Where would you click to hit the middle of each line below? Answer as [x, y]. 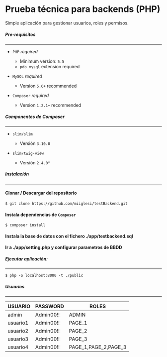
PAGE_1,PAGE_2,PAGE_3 [98, 347]
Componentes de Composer [35, 117]
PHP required [25, 51]
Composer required [31, 95]
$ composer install [25, 225]
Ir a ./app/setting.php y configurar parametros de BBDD [64, 247]
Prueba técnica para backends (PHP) [83, 9]
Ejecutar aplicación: [27, 259]
